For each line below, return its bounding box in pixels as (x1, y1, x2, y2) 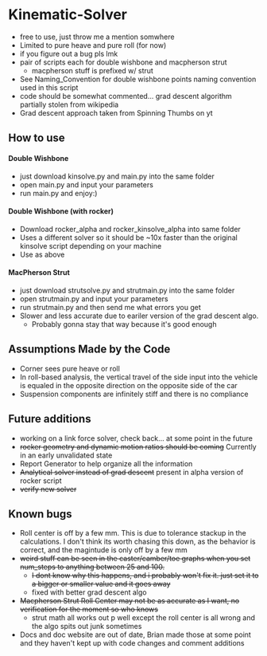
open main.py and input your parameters (19, 179, 153, 189)
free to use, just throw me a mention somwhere (19, 32, 175, 41)
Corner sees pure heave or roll (19, 363, 121, 373)
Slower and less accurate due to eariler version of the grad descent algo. (19, 311, 259, 320)
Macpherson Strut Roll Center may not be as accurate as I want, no (19, 596, 240, 606)
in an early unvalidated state (19, 450, 113, 460)
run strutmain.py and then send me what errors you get (19, 302, 201, 312)
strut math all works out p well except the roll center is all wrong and (31, 613, 256, 623)
